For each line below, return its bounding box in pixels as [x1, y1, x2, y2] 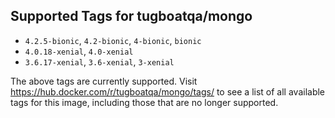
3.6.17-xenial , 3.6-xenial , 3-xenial [24, 55, 175, 68]
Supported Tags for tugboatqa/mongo [10, 8, 253, 25]
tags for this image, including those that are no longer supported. [10, 96, 279, 108]
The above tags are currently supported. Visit [10, 75, 198, 87]
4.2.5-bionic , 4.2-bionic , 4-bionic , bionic [24, 34, 202, 46]
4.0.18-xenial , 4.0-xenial [24, 45, 134, 57]
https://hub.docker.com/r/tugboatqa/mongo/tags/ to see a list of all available [10, 85, 326, 98]
